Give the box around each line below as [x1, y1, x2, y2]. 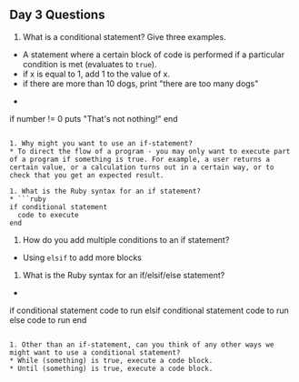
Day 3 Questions [9, 7, 105, 23]
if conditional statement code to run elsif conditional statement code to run [9, 305, 289, 316]
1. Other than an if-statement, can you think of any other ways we [9, 340, 274, 349]
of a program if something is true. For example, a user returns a [9, 155, 271, 164]
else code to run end [9, 314, 87, 326]
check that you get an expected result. [9, 170, 165, 180]
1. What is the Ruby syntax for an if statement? [9, 186, 202, 196]
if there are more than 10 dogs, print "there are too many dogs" [22, 77, 259, 89]
